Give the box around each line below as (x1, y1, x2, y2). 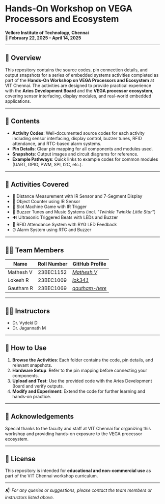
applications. (5, 98, 31, 104)
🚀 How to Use (5, 344, 47, 352)
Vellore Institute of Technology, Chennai (5, 30, 89, 35)
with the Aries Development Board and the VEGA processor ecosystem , (5, 88, 154, 93)
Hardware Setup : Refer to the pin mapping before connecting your (12, 367, 147, 373)
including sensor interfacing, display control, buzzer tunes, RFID (12, 135, 142, 141)
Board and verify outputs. (12, 383, 64, 389)
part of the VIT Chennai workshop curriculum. (5, 473, 98, 479)
